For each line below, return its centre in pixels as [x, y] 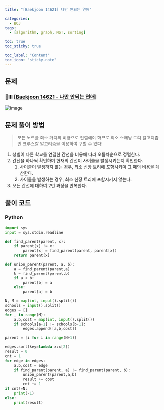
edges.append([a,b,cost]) [50, 329]
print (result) [29, 402]
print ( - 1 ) [24, 393]
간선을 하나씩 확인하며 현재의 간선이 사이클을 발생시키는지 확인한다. [78, 161]
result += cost [39, 379]
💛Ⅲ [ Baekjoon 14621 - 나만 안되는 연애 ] [51, 97]
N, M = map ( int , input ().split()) [41, 301]
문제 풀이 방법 [25, 125]
